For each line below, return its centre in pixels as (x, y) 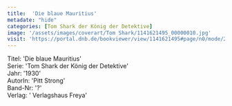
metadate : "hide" (32, 20)
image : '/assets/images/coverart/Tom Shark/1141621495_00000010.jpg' (109, 33)
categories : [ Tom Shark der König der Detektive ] (80, 26)
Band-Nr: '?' (25, 88)
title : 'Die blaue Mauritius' (52, 13)
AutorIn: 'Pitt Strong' (36, 81)
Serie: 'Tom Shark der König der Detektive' (68, 66)
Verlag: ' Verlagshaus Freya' (47, 95)
